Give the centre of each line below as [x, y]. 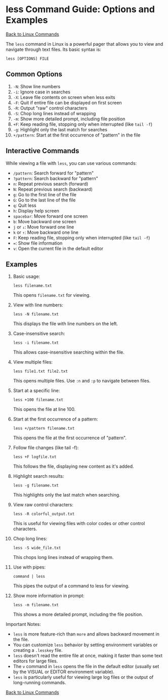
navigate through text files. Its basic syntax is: [54, 49]
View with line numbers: [38, 305]
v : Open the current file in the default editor [58, 248]
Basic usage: [26, 276]
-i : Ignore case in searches [41, 92]
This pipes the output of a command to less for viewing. [71, 586]
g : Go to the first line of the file [45, 194]
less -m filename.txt [36, 605]
